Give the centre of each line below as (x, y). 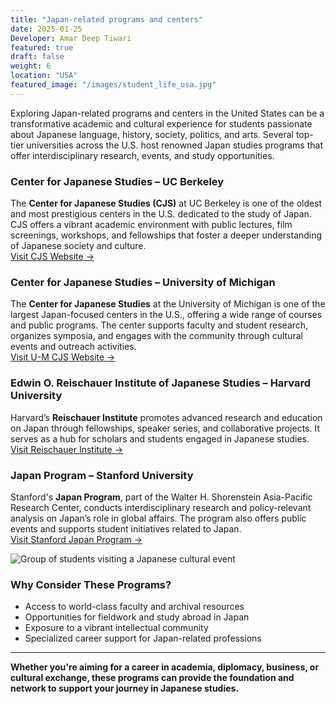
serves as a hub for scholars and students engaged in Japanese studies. (160, 438)
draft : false (37, 57)
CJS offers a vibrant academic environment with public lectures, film (151, 225)
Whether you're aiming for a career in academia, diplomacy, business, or (165, 667)
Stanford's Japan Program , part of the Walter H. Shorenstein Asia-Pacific (161, 497)
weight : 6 (31, 66)
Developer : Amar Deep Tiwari (71, 38)
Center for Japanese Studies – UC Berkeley (117, 181)
